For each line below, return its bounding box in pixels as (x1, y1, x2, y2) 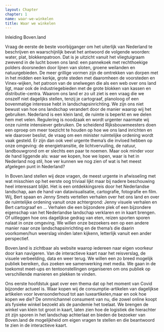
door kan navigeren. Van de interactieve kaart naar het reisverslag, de (5, 251, 146, 256)
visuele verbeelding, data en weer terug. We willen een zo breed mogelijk (5, 255, 153, 261)
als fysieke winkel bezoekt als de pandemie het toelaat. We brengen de (5, 302, 148, 307)
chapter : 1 (5, 12, 27, 17)
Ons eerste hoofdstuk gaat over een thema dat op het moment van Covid (5, 281, 153, 287)
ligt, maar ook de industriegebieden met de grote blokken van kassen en (5, 85, 151, 91)
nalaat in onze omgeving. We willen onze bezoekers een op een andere (5, 220, 149, 226)
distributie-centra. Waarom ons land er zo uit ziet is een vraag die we (5, 91, 144, 97)
